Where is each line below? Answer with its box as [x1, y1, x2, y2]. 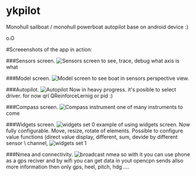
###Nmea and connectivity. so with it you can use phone [6, 150, 190, 158]
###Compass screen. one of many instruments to [6, 103, 183, 110]
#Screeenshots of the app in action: [6, 45, 92, 53]
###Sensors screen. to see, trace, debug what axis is [6, 57, 180, 64]
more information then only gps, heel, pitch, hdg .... [6, 163, 130, 170]
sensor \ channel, [6, 139, 49, 146]
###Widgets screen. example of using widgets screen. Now [6, 121, 190, 128]
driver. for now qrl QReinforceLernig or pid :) [6, 92, 113, 99]
